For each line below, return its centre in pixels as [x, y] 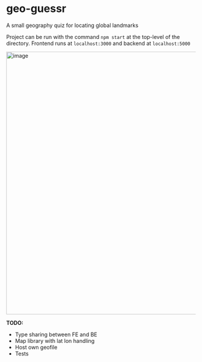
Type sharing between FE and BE [56, 334]
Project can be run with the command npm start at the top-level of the [93, 37]
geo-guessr [36, 9]
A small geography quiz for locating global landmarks [72, 25]
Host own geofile [36, 347]
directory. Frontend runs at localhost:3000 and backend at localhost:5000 [98, 43]
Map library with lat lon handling [55, 340]
